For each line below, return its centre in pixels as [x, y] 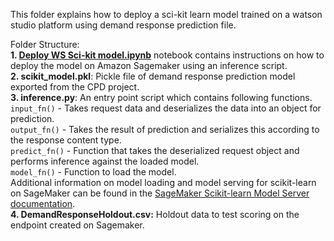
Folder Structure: [45, 44]
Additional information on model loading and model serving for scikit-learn [163, 182]
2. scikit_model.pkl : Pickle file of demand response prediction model [153, 76]
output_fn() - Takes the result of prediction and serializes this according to [165, 129]
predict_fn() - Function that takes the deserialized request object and [155, 150]
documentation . [43, 203]
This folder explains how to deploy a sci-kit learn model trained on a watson [166, 14]
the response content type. [66, 140]
